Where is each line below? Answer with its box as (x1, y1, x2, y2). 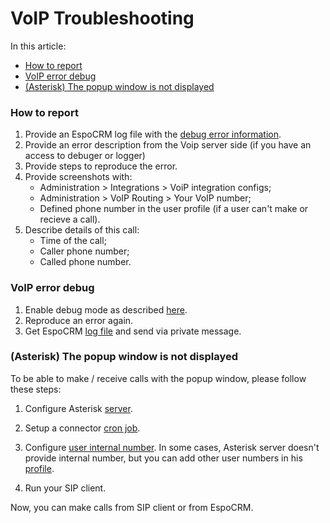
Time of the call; (39, 235, 107, 247)
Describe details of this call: (24, 224, 140, 236)
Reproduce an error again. (24, 314, 134, 326)
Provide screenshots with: (24, 171, 133, 183)
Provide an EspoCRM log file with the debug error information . (24, 128, 282, 141)
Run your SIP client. (24, 482, 107, 494)
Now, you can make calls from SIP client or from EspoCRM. (10, 501, 254, 513)
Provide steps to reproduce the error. (24, 160, 178, 172)
